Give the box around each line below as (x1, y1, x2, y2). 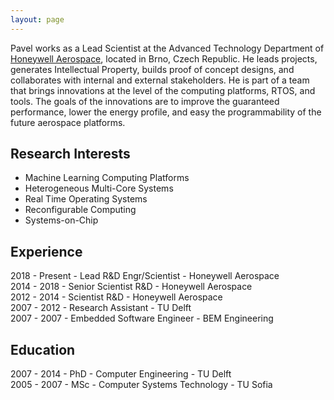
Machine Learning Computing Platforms (24, 172, 190, 184)
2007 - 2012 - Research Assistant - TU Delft (10, 302, 192, 314)
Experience (10, 243, 83, 260)
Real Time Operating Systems (24, 193, 148, 205)
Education (10, 341, 76, 358)
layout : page (10, 14, 65, 25)
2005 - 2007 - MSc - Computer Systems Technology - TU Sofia (10, 379, 273, 391)
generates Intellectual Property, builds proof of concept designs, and (10, 63, 295, 75)
